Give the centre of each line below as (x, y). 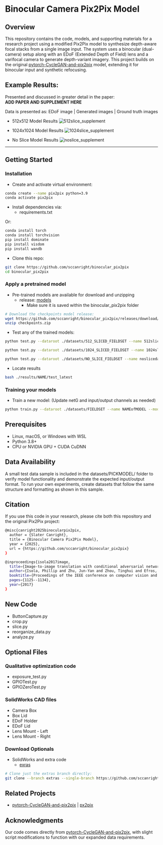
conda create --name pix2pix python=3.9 (47, 193)
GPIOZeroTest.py (29, 687)
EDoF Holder (25, 721)
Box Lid (20, 715)
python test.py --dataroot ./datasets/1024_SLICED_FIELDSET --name (75, 350)
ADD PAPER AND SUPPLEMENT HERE (43, 102)
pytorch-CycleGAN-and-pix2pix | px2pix (53, 805)
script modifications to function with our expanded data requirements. (75, 837)
